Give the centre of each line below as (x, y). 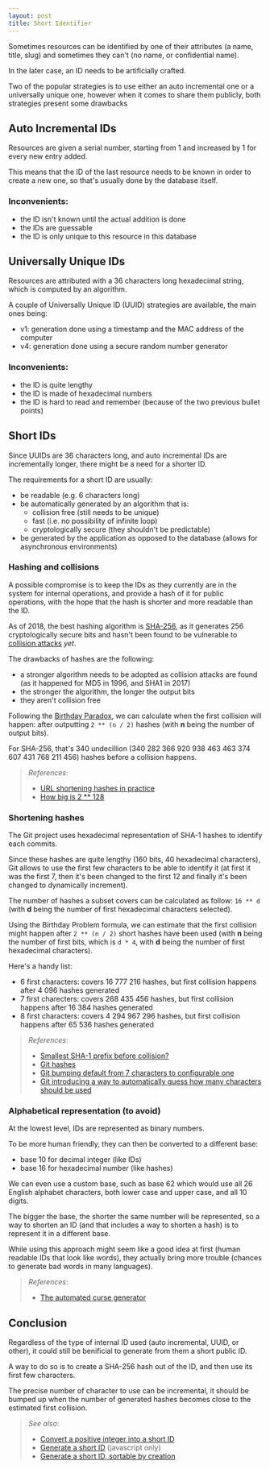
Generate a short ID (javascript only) (100, 1448)
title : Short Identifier (50, 23)
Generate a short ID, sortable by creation (108, 1456)
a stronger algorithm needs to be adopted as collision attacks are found (139, 674)
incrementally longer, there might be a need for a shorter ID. (108, 463)
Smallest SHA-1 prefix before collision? (104, 1056)
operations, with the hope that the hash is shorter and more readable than (131, 602)
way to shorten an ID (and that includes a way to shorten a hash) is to (124, 1225)
